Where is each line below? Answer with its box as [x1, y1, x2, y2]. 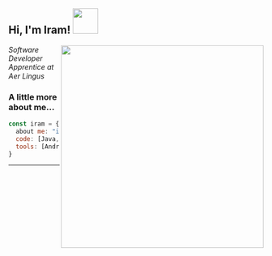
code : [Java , [15, 134, 60, 143]
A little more [8, 91, 57, 102]
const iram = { [8, 120, 60, 128]
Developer [8, 53, 43, 63]
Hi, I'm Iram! [8, 23, 71, 37]
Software [8, 45, 39, 54]
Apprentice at [8, 62, 54, 71]
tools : [15, 143, 38, 151]
